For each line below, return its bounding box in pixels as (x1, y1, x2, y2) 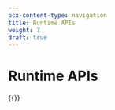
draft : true (8, 33, 47, 42)
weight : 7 (8, 26, 41, 34)
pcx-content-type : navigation (8, 11, 108, 20)
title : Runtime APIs (8, 19, 76, 27)
